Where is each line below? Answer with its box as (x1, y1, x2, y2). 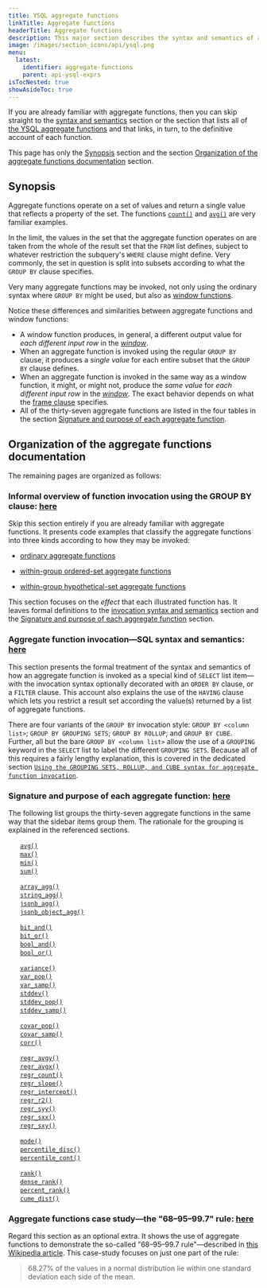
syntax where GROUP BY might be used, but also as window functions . (8, 291, 234, 301)
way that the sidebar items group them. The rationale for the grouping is (8, 817, 244, 826)
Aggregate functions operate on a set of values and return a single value (8, 200, 246, 211)
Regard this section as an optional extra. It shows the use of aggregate (8, 1232, 240, 1241)
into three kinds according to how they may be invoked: (8, 536, 191, 545)
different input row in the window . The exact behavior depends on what (19, 389, 254, 398)
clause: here (8, 500, 57, 511)
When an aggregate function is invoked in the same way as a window (19, 372, 247, 382)
